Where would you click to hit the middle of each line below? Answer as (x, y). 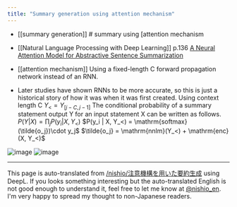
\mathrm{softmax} (160, 122)
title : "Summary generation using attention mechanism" (91, 14)
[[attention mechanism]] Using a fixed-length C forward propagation (117, 69)
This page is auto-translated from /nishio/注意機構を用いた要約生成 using (114, 173)
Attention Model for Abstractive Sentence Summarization (100, 55)
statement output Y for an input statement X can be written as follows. (119, 114)
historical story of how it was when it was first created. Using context (118, 97)
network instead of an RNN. (58, 76)
